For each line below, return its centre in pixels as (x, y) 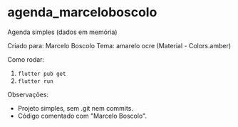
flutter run (35, 81)
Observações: (28, 94)
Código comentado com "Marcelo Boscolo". (82, 116)
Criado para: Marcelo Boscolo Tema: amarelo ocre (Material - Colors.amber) (119, 45)
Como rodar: (26, 59)
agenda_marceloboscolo (82, 12)
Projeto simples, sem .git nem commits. (76, 108)
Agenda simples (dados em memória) (62, 32)
